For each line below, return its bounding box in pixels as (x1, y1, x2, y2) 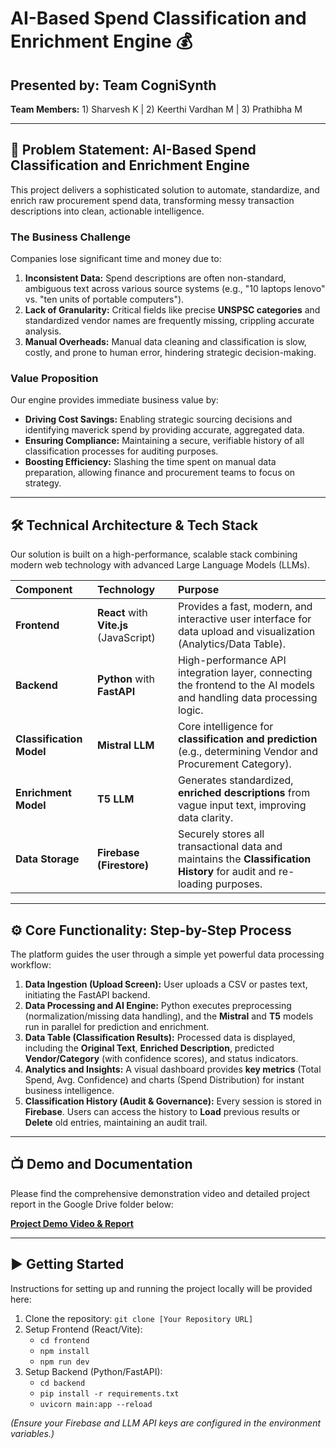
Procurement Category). (177, 757, 292, 771)
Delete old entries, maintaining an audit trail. (24, 1117, 208, 1129)
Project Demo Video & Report (10, 1217, 134, 1229)
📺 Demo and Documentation (10, 1156, 193, 1173)
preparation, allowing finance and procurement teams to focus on (24, 467, 296, 479)
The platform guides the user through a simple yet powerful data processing (10, 948, 325, 961)
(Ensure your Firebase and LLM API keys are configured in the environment (10, 1417, 322, 1429)
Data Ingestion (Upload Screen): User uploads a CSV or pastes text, (24, 978, 308, 991)
